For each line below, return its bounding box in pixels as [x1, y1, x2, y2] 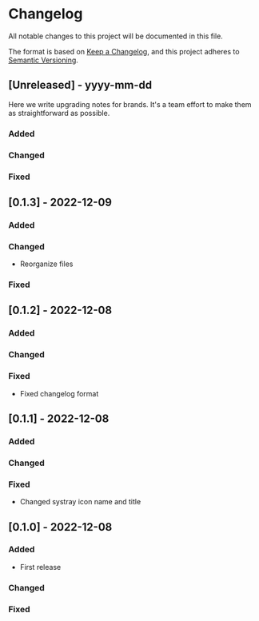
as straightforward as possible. [8, 108, 110, 117]
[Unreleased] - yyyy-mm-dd [8, 78, 153, 92]
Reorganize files [19, 259, 74, 269]
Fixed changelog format [19, 388, 99, 398]
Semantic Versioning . [8, 55, 78, 65]
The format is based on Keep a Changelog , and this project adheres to [8, 46, 240, 56]
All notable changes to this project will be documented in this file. [8, 31, 224, 41]
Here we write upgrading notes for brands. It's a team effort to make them [8, 99, 252, 109]
